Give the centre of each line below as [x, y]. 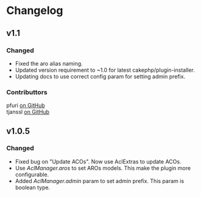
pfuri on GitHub [26, 105]
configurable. [32, 175]
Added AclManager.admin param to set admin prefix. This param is [100, 181]
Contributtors [27, 92]
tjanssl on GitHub [28, 112]
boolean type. [33, 187]
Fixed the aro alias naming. [49, 63]
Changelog [35, 11]
